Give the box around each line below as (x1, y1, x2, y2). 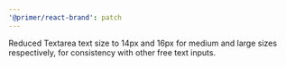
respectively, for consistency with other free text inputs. (8, 46, 217, 58)
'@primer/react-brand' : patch (8, 13, 123, 22)
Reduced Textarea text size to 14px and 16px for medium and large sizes (8, 38, 277, 48)
